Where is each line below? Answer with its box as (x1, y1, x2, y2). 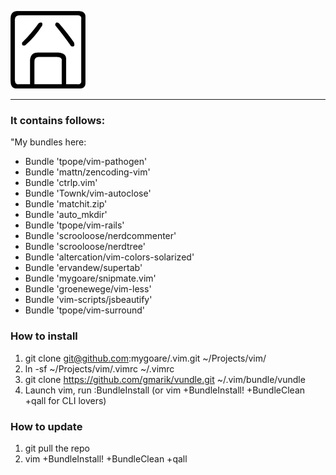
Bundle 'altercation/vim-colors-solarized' (24, 251, 195, 263)
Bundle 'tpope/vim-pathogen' (24, 156, 148, 168)
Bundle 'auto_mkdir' (24, 209, 108, 221)
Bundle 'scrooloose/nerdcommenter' (24, 230, 177, 242)
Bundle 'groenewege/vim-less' (24, 283, 152, 295)
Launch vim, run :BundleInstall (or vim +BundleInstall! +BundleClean (24, 384, 306, 396)
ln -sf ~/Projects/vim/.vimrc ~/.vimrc (24, 362, 175, 375)
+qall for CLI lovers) (24, 394, 107, 406)
